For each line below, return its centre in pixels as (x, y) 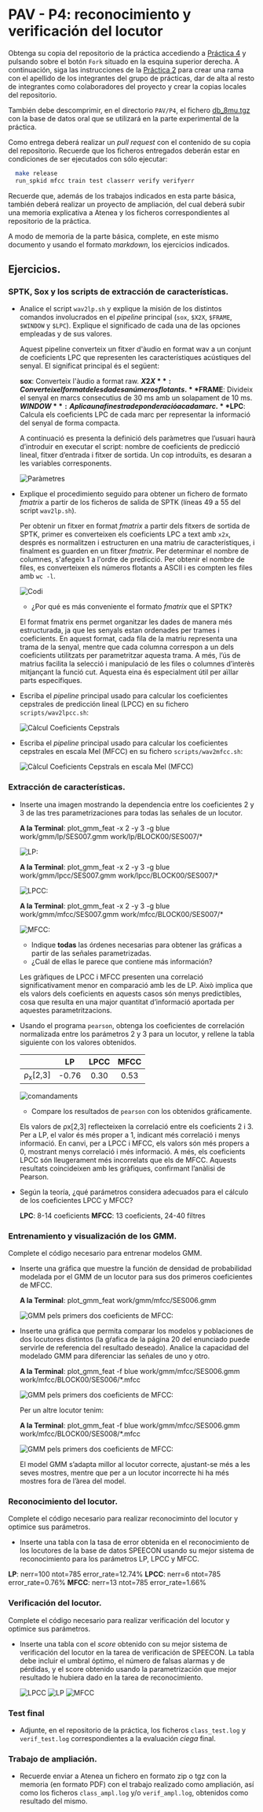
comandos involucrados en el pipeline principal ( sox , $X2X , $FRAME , (126, 317)
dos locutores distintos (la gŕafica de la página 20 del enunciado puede (135, 1339)
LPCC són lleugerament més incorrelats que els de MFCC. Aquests (128, 1160)
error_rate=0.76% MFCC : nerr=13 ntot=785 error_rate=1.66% (107, 1583)
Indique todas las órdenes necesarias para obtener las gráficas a (137, 945)
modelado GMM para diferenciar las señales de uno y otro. (115, 1356)
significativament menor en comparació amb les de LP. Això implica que (136, 985)
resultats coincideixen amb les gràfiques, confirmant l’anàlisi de (122, 1168)
